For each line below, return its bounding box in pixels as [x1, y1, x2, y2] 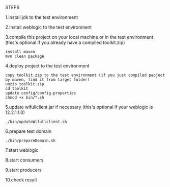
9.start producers [5, 167, 42, 173]
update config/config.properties [5, 90, 76, 96]
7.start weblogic [5, 147, 39, 153]
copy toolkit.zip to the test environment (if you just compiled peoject [5, 73, 165, 78]
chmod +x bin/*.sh [5, 95, 44, 100]
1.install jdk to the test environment [5, 14, 78, 20]
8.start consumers [5, 157, 44, 163]
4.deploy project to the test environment [5, 63, 90, 68]
